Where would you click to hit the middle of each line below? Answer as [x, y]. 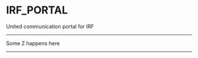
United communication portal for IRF [50, 26]
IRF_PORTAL [37, 10]
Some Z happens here [33, 43]
